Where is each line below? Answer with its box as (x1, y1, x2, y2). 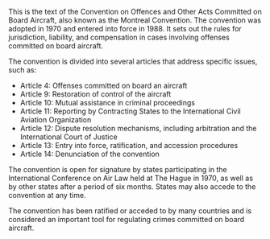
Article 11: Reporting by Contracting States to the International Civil (19, 106, 241, 116)
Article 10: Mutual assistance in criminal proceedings (19, 98, 196, 107)
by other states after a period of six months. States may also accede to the (8, 182, 256, 192)
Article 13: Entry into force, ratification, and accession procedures (19, 141, 239, 150)
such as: (8, 65, 37, 75)
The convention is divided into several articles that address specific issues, (8, 56, 258, 66)
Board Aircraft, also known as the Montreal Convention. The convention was (8, 15, 262, 25)
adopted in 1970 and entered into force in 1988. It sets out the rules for (8, 24, 242, 33)
